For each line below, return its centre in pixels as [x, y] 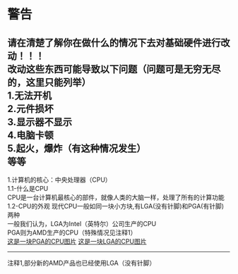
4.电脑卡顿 [31, 135]
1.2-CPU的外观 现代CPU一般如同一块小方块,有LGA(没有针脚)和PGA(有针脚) [116, 206]
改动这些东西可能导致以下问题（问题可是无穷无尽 [114, 69]
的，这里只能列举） [49, 82]
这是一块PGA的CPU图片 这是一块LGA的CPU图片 [77, 241]
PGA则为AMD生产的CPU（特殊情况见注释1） [72, 232]
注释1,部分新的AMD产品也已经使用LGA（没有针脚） [82, 263]
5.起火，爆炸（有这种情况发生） [77, 148]
